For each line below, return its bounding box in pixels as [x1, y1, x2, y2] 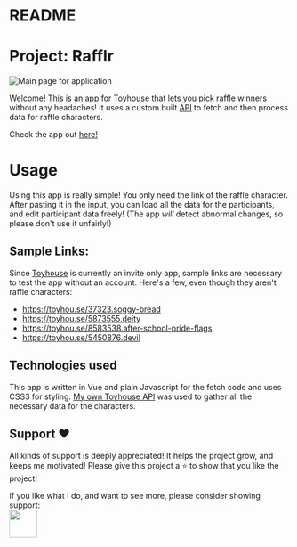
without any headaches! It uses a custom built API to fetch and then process [9, 102, 289, 113]
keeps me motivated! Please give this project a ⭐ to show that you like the [9, 460, 279, 470]
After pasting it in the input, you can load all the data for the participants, [9, 200, 276, 210]
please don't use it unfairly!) [9, 218, 112, 229]
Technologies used [9, 358, 117, 373]
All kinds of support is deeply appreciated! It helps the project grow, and [9, 450, 274, 461]
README [9, 5, 76, 26]
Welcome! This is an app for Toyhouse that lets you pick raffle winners [9, 93, 268, 103]
